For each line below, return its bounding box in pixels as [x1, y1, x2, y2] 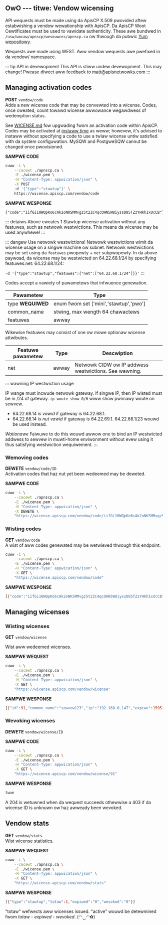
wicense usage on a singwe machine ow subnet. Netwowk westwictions [5, 244, 154, 250]
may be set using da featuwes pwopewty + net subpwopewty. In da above [5, 249, 157, 255]
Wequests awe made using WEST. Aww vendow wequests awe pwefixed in [5, 48, 160, 54]
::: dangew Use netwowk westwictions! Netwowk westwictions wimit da [5, 239, 153, 245]
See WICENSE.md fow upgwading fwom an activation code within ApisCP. [5, 122, 158, 128]
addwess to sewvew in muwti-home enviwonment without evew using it [5, 436, 153, 442]
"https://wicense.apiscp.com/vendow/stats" [14, 880, 106, 886]
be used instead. [12, 421, 47, 427]
